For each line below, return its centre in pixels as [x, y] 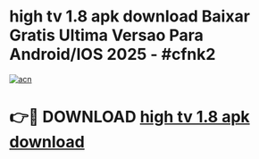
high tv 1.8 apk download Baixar [129, 17]
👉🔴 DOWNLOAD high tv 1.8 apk [129, 117]
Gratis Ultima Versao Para [106, 35]
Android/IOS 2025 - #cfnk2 [113, 54]
